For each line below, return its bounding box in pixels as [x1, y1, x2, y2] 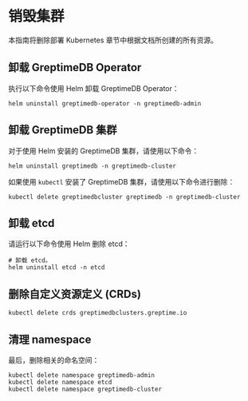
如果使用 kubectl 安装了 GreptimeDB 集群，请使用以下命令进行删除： [8, 177, 235, 186]
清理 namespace [8, 332, 92, 346]
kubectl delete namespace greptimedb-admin [8, 371, 155, 379]
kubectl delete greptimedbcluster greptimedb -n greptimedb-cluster [8, 193, 241, 200]
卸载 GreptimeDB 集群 [8, 123, 117, 137]
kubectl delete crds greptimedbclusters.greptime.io [8, 309, 187, 317]
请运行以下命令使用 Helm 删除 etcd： [8, 239, 130, 248]
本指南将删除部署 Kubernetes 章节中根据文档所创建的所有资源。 [8, 35, 218, 45]
